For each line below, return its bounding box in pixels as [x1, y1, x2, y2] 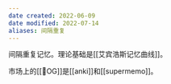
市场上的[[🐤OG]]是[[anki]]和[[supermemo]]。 [8, 66, 158, 76]
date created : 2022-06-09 [8, 11, 95, 20]
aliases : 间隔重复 [8, 26, 66, 34]
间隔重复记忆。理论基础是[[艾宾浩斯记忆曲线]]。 [8, 50, 168, 59]
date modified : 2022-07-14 [8, 19, 99, 27]
